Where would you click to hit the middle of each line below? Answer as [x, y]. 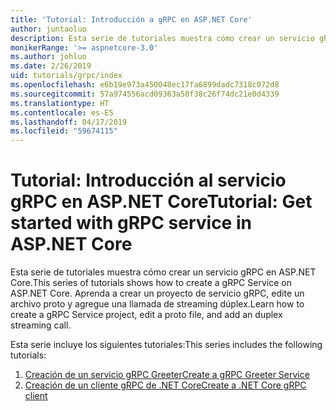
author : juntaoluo [48, 29]
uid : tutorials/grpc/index [66, 76]
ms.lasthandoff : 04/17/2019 [69, 122]
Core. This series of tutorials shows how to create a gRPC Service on [151, 283]
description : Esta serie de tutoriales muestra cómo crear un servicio [162, 38]
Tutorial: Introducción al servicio [148, 180]
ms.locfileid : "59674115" [64, 131]
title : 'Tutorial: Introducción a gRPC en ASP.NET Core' [131, 19]
